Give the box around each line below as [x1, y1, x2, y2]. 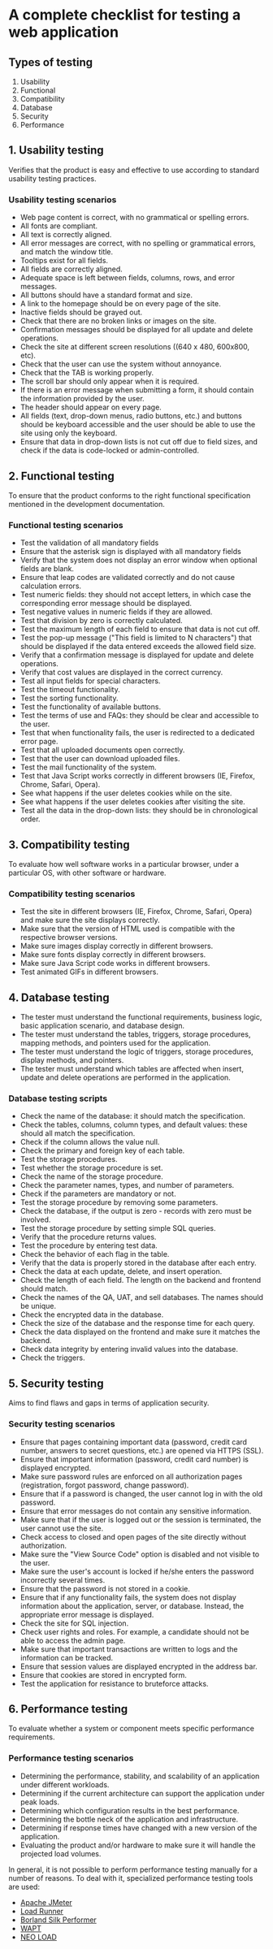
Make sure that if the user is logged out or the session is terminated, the [19, 1514, 262, 1524]
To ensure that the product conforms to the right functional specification [8, 490, 251, 500]
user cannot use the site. [19, 1523, 104, 1533]
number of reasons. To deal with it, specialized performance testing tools [8, 1873, 253, 1882]
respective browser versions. [19, 933, 118, 942]
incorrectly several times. [19, 1574, 106, 1585]
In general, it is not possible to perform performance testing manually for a [8, 1865, 258, 1874]
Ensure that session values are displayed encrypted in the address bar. [19, 1661, 258, 1671]
